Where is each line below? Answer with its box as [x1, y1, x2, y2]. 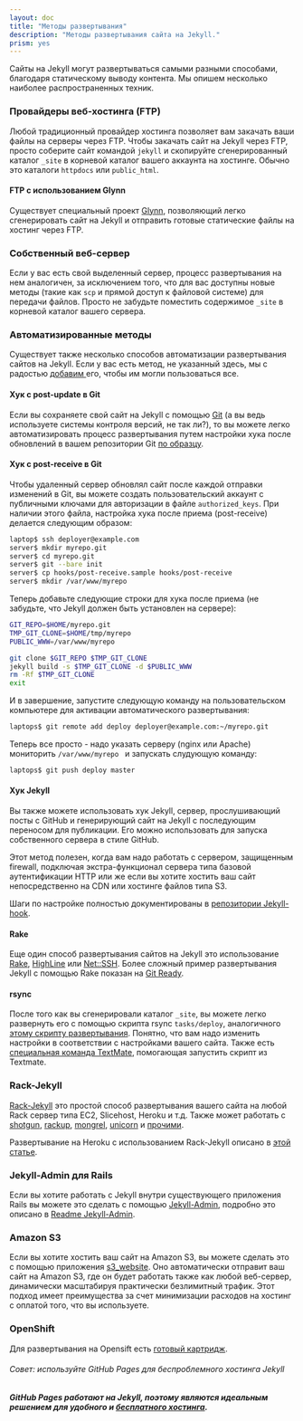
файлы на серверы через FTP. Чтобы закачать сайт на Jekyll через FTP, [9, 135, 289, 146]
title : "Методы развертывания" [9, 22, 128, 31]
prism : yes [9, 38, 51, 48]
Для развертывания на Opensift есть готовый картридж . [9, 1343, 228, 1354]
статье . [9, 1146, 38, 1157]
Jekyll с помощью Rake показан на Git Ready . [9, 968, 185, 978]
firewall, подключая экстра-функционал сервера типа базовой [9, 862, 251, 873]
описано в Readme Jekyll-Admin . [9, 1209, 136, 1220]
